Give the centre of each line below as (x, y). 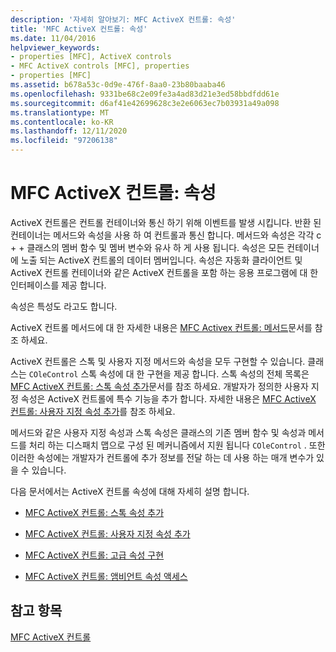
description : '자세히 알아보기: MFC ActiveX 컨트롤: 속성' (123, 19)
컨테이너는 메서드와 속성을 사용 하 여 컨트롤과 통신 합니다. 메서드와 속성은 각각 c (166, 235)
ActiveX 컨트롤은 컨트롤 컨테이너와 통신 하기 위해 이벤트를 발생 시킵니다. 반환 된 (166, 222)
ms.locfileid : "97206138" (64, 141)
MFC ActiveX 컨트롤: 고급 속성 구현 (94, 555)
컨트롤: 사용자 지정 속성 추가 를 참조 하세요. (93, 411)
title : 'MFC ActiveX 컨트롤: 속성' (79, 29)
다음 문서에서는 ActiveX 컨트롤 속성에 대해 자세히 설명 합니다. (130, 491)
